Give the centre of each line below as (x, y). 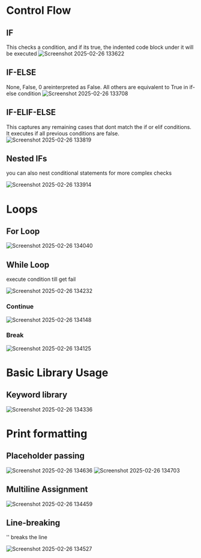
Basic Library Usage (57, 373)
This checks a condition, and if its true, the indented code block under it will (100, 47)
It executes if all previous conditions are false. (63, 133)
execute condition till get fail (41, 279)
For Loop (23, 232)
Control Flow (39, 11)
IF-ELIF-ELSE (31, 112)
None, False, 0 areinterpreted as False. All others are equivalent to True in (97, 87)
